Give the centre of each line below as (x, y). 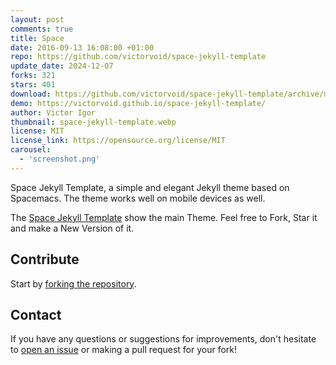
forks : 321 (33, 76)
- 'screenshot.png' (60, 159)
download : (31, 94)
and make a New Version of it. (72, 228)
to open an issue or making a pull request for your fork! (124, 350)
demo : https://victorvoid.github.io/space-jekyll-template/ (138, 103)
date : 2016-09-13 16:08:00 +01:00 (82, 47)
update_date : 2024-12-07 (62, 66)
